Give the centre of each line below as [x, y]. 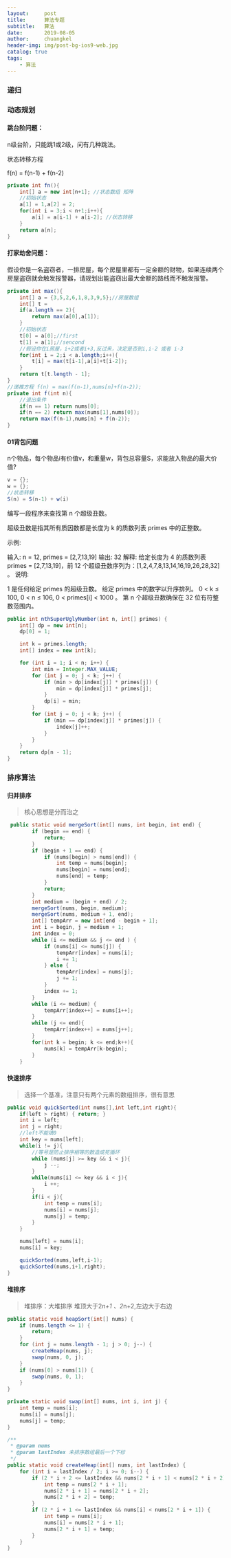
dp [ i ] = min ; [62, 701]
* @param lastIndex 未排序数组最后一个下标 [68, 1452]
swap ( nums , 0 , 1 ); [58, 1376]
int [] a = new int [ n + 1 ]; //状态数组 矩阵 [77, 192]
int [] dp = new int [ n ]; [54, 625]
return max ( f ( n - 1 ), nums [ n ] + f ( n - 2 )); [75, 419]
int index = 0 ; [54, 934]
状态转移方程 [25, 159]
